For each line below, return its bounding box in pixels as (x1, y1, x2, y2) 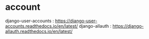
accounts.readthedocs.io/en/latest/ (5, 23, 78, 29)
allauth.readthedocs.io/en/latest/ (5, 28, 73, 34)
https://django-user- (55, 18, 98, 24)
